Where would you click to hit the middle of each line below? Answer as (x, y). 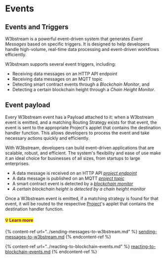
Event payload (28, 105)
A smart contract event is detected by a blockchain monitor (73, 183)
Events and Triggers (37, 27)
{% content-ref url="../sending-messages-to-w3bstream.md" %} (71, 232)
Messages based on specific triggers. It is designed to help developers (77, 44)
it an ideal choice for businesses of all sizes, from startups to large (73, 158)
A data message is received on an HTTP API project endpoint (75, 173)
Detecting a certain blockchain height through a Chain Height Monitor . (84, 89)
